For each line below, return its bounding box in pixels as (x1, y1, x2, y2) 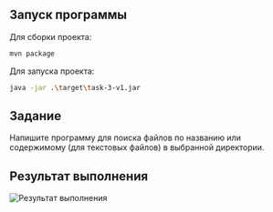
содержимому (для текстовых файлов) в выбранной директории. (9, 142, 265, 153)
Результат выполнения (9, 168, 149, 184)
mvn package (9, 49, 55, 58)
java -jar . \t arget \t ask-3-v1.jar (9, 83, 142, 92)
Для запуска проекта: (9, 66, 95, 76)
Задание (9, 108, 62, 124)
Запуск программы (9, 7, 128, 23)
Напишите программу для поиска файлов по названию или (9, 132, 242, 144)
